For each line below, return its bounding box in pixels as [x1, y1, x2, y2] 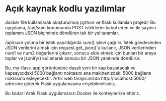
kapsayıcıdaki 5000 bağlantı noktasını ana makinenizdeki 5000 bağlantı [5, 70, 152, 76]
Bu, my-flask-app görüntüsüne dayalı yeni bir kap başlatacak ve [5, 65, 136, 71]
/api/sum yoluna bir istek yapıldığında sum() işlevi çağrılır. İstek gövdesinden [5, 39, 162, 45]
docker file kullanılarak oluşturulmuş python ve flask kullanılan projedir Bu [5, 19, 156, 25]
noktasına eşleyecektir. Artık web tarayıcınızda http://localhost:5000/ [5, 75, 146, 81]
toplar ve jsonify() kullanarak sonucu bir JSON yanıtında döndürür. [5, 55, 141, 61]
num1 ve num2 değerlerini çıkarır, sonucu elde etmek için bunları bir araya [5, 50, 157, 56]
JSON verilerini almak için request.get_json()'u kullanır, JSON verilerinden [5, 45, 156, 50]
